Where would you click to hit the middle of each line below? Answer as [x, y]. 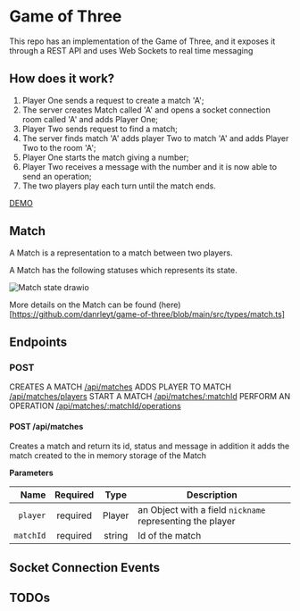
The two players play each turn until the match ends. [119, 186]
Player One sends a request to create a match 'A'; [113, 100]
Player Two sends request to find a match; [100, 129]
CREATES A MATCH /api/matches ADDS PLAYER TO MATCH [121, 387]
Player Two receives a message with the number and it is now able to [150, 166]
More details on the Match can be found [83, 305]
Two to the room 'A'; [59, 147]
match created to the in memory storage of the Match [108, 456]
